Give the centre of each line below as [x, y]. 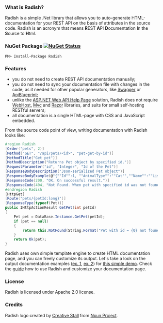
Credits [14, 305]
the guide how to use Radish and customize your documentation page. [76, 269]
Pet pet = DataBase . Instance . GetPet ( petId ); [59, 217]
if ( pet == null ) [31, 221]
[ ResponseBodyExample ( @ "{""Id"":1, [41, 176]
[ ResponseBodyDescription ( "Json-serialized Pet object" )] [65, 172]
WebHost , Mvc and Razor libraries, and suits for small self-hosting [78, 105]
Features [16, 68]
